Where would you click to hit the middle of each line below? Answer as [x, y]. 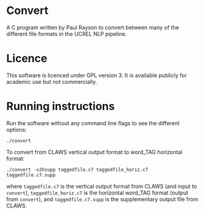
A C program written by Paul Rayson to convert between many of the [93, 27]
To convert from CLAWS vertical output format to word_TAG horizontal [94, 152]
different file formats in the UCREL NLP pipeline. [66, 33]
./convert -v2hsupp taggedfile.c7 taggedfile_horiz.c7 [77, 170]
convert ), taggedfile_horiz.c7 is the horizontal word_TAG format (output [97, 193]
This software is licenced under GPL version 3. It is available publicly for [97, 75]
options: [17, 129]
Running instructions [61, 106]
